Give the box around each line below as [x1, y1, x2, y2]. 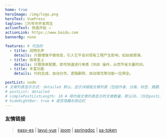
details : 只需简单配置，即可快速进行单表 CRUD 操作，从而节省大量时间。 [14, 62, 147, 67]
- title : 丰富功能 [9, 67, 44, 71]
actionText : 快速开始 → [5, 26, 51, 31]
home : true [5, 7, 28, 12]
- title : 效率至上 [9, 57, 44, 62]
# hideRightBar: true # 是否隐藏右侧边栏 [5, 98, 85, 103]
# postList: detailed [5, 89, 50, 94]
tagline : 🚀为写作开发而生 [5, 21, 53, 26]
